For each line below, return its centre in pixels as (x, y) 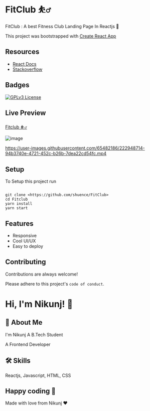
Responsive (24, 236)
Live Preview (26, 113)
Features (19, 224)
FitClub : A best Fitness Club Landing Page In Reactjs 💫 (62, 26)
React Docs (24, 64)
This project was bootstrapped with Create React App (61, 36)
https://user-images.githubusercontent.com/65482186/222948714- (75, 148)
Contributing (26, 262)
